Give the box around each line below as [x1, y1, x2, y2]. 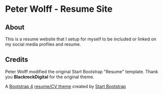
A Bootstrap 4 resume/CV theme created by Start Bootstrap [5, 83, 127, 89]
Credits [5, 56, 29, 64]
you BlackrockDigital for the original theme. [5, 74, 95, 80]
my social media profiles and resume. [5, 41, 81, 47]
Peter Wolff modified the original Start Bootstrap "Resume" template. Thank [5, 68, 159, 74]
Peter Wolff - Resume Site [5, 3, 113, 15]
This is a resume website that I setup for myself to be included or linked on [5, 36, 157, 42]
